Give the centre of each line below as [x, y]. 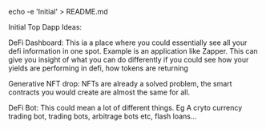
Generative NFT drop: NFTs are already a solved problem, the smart [120, 84]
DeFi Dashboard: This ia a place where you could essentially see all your [128, 42]
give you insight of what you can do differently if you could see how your [129, 60]
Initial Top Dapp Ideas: [45, 27]
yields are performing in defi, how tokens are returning [98, 68]
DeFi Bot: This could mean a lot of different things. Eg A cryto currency [125, 108]
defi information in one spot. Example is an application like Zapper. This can [133, 51]
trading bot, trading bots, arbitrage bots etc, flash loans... [103, 116]
